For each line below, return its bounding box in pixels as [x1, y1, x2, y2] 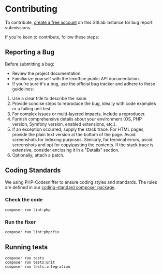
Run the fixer [5, 219, 36, 225]
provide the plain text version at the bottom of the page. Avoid [12, 131, 136, 137]
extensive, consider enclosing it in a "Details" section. [12, 147, 119, 153]
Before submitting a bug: [5, 61, 55, 67]
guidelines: [12, 86, 34, 92]
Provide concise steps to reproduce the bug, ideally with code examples [12, 101, 156, 106]
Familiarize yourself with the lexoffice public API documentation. [12, 75, 140, 81]
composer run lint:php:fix [5, 230, 59, 235]
